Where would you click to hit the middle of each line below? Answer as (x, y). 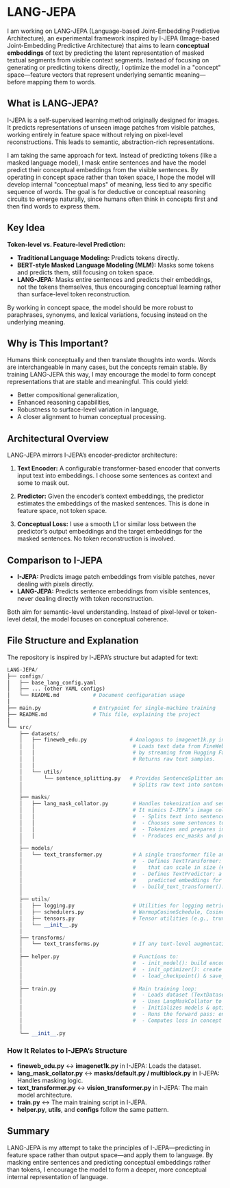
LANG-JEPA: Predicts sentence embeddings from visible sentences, (114, 591)
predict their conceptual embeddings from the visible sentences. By (103, 169)
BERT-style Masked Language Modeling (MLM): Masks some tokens (115, 265)
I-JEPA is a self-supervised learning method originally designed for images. (114, 120)
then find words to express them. (54, 206)
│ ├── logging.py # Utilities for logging (112, 906)
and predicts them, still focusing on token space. (86, 272)
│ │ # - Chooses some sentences (117, 823)
